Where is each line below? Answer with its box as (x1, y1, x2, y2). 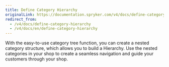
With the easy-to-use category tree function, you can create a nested (5, 40, 149, 46)
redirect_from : (5, 17, 37, 22)
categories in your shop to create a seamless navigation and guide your (5, 51, 154, 57)
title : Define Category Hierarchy (5, 7, 78, 13)
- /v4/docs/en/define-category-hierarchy (10, 26, 98, 31)
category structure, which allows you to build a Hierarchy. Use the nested (5, 45, 157, 51)
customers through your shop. (5, 56, 68, 62)
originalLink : (5, 12, 35, 17)
